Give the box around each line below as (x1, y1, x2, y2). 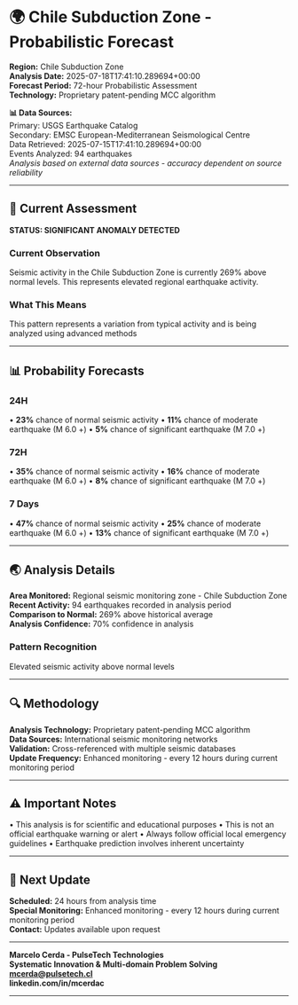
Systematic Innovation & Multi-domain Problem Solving (9, 959, 218, 970)
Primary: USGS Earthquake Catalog (9, 120, 138, 130)
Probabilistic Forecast (9, 32, 175, 52)
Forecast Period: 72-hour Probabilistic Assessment (9, 80, 198, 90)
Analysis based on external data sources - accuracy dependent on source (9, 157, 282, 169)
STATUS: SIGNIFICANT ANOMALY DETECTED (9, 224, 180, 235)
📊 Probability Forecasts (9, 363, 145, 378)
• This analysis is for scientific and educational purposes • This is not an (9, 820, 275, 830)
